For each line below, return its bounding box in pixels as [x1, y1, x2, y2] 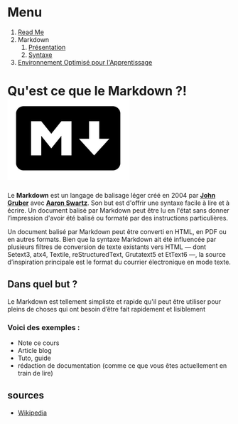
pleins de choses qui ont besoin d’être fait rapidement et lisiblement [7, 304, 206, 313]
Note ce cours [17, 339, 60, 347]
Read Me [17, 28, 45, 36]
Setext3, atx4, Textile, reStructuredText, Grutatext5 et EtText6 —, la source [7, 250, 226, 258]
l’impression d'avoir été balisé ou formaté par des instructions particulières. [7, 213, 229, 222]
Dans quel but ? [7, 278, 78, 290]
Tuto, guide [17, 354, 51, 362]
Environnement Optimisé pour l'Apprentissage [17, 58, 153, 66]
